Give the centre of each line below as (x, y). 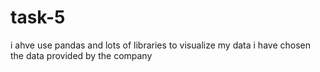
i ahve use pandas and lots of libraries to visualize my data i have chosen (160, 45)
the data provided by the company (81, 55)
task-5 (38, 17)
